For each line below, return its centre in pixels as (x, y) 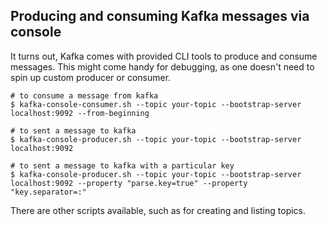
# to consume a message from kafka (84, 95)
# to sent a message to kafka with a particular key (122, 165)
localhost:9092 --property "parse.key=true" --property (129, 183)
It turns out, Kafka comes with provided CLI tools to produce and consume (164, 56)
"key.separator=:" (48, 192)
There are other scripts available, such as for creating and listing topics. (158, 210)
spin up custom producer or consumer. (91, 77)
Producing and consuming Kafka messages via (160, 16)
